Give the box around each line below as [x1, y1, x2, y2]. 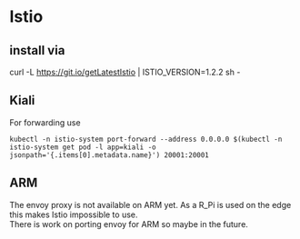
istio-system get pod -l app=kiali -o [9, 143, 156, 152]
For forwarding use [9, 116, 81, 128]
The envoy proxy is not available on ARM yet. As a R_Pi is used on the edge [9, 199, 292, 210]
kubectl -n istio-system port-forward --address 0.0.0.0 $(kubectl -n [9, 134, 283, 144]
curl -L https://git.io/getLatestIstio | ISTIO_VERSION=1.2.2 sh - [9, 66, 241, 77]
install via [9, 43, 65, 58]
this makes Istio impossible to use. [9, 209, 138, 220]
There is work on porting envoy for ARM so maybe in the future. [9, 218, 248, 229]
